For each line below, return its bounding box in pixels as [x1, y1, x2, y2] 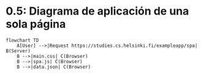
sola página [6, 17, 66, 31]
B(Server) [6, 47, 31, 54]
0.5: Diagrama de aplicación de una [6, 4, 189, 18]
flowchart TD [6, 37, 39, 43]
